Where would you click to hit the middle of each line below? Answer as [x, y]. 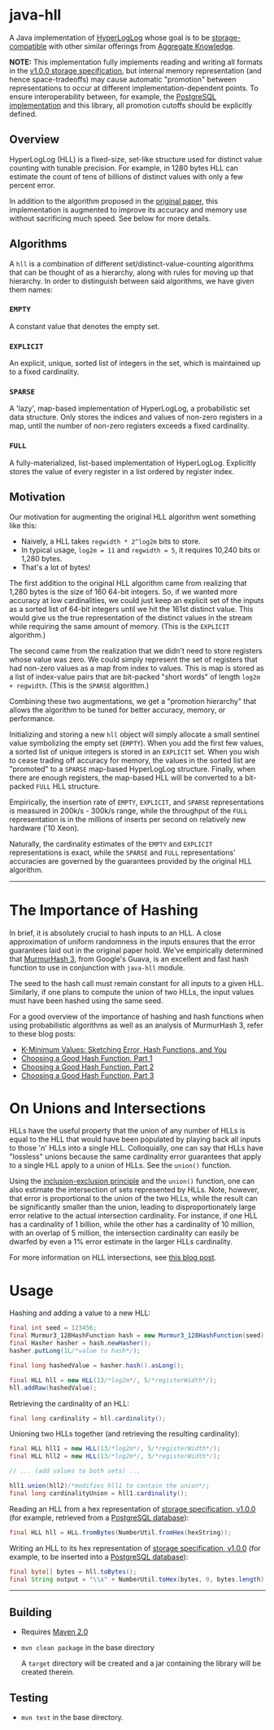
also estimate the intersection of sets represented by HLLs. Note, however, [134, 1190]
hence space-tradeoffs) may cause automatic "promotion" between [123, 79]
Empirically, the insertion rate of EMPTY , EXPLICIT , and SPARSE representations [137, 802]
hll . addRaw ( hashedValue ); [53, 1388]
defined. [23, 114]
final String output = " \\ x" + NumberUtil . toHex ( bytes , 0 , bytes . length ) [137, 1579]
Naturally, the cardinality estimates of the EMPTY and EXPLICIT [111, 843]
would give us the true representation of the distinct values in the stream [131, 618]
